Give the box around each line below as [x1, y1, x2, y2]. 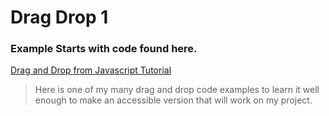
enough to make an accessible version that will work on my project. [34, 94, 313, 106]
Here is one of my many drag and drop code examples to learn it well [34, 84, 320, 96]
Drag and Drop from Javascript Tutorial [10, 64, 172, 76]
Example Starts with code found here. [10, 42, 198, 56]
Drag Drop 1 [10, 6, 109, 29]
